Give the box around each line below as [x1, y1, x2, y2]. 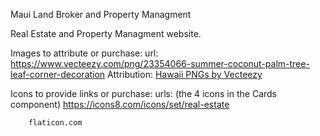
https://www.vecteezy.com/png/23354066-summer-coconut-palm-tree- [10, 58, 310, 69]
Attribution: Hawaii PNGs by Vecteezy [107, 69, 263, 80]
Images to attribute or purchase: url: [10, 47, 159, 59]
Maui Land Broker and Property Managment [10, 9, 192, 20]
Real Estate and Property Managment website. [10, 28, 202, 39]
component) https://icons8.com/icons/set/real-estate [10, 99, 230, 110]
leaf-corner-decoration [10, 69, 106, 80]
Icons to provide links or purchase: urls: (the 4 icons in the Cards [10, 88, 277, 99]
